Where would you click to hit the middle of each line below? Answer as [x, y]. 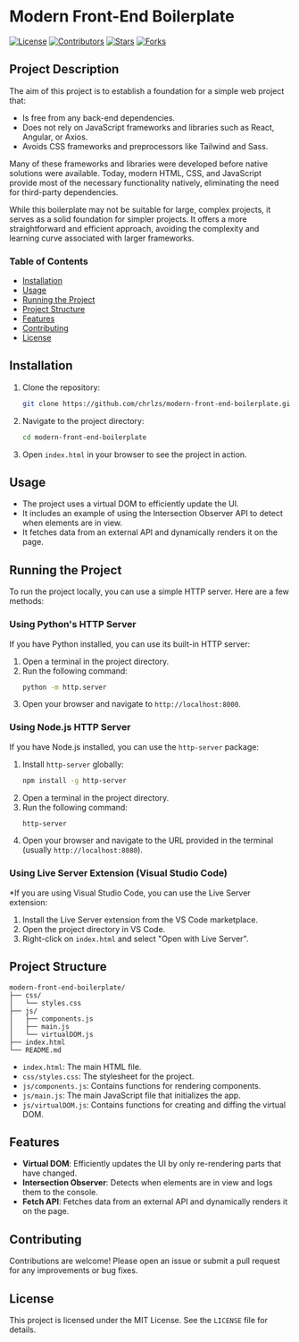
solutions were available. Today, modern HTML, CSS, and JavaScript [135, 173]
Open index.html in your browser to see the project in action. [134, 454]
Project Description [64, 69]
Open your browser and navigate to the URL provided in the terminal [148, 841]
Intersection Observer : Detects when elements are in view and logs [147, 1183]
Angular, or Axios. [55, 137]
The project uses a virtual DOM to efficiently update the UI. [130, 504]
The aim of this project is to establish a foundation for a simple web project [147, 90]
